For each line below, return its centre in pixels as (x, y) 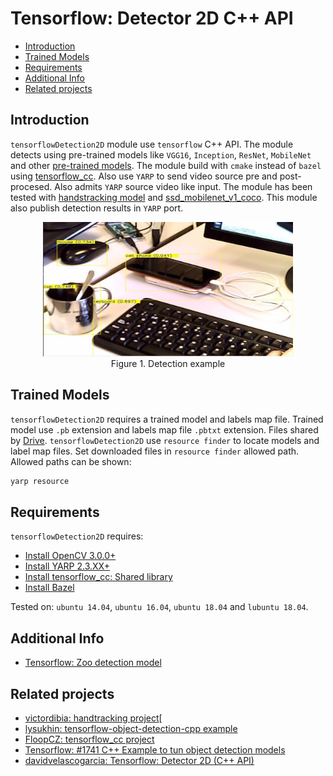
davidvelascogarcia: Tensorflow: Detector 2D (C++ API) (139, 761)
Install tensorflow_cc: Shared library (98, 577)
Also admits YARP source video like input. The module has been (183, 186)
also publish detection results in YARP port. (97, 208)
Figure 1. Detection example (168, 363)
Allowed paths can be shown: (71, 461)
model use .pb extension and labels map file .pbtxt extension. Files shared (164, 429)
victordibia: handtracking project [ (93, 718)
